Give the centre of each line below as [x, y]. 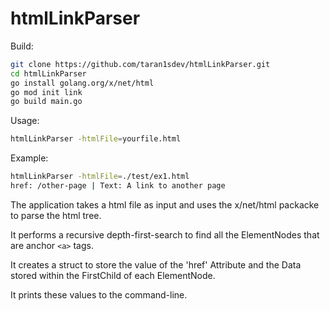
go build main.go [46, 102]
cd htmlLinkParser [48, 73]
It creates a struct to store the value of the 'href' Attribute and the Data [156, 264]
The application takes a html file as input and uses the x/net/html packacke [165, 204]
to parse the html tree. [56, 215]
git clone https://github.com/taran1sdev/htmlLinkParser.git [140, 64]
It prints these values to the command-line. [99, 294]
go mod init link [46, 92]
